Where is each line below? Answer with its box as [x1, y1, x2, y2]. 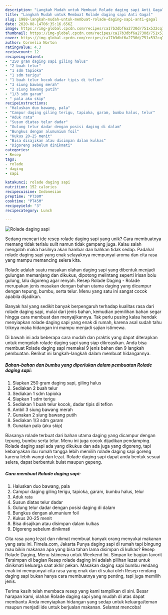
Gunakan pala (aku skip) [12, 423, 63, 429]
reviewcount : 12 [5, 49, 39, 54]
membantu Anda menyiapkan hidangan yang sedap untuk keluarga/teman [5, 599, 157, 605]
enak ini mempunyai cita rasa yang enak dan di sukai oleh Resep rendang [5, 568, 156, 574]
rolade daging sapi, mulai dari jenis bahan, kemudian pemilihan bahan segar [5, 309, 161, 315]
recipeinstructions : [5, 101, 48, 106]
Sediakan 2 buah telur [12, 385, 58, 391]
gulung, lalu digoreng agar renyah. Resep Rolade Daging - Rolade [5, 277, 140, 284]
